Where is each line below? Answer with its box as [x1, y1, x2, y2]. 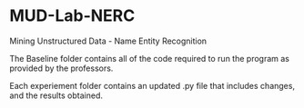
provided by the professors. [9, 63, 114, 74]
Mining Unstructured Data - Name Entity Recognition [9, 35, 208, 46]
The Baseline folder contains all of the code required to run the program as [9, 53, 289, 64]
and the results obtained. [9, 90, 103, 101]
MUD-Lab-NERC [9, 5, 136, 26]
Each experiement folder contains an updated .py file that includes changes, [9, 80, 296, 91]
